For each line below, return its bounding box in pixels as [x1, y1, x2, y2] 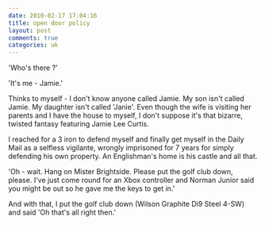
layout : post [8, 26, 52, 34]
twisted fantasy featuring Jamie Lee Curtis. [8, 119, 149, 129]
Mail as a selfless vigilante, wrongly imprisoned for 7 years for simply [8, 143, 234, 153]
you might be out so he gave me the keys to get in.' [8, 184, 175, 193]
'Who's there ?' [8, 63, 58, 72]
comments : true [8, 33, 59, 42]
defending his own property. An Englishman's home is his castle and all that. [8, 152, 258, 161]
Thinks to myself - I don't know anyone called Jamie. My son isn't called [8, 94, 244, 103]
